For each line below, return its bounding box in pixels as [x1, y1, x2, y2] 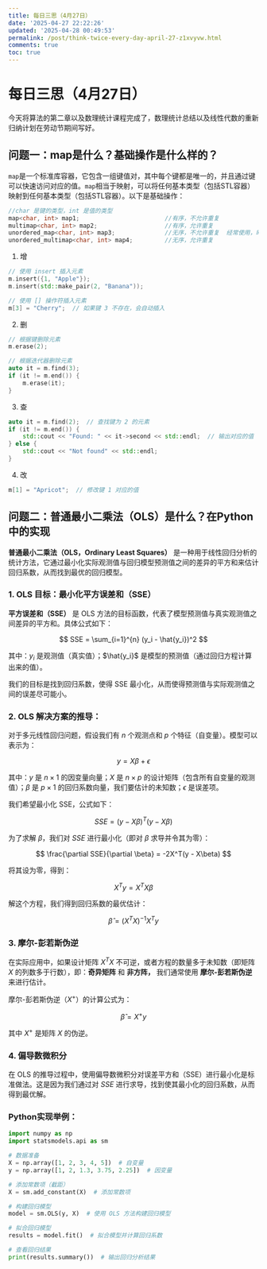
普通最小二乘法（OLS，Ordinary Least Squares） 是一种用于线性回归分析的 [8, 547, 257, 557]
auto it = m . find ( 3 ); [8, 365, 80, 373]
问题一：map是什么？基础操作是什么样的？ [8, 149, 219, 162]
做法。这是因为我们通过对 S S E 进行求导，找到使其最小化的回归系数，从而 [14, 1080, 256, 1089]
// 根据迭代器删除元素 [8, 357, 73, 366]
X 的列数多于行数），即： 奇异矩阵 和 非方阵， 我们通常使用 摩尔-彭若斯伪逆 [8, 967, 253, 977]
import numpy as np [8, 1130, 73, 1138]
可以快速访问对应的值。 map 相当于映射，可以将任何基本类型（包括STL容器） [8, 180, 255, 191]
